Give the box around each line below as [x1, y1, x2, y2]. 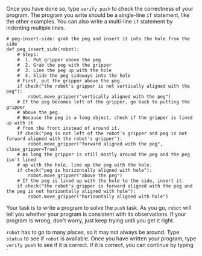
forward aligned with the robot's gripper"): [6, 136, 122, 142]
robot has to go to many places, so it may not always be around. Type [6, 228, 180, 236]
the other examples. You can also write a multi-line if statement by [6, 18, 173, 25]
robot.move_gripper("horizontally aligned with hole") [28, 194, 169, 200]
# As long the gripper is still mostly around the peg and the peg [17, 151, 190, 157]
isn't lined [6, 157, 36, 163]
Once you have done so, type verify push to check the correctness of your [6, 5, 194, 12]
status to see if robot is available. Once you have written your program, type [6, 235, 197, 242]
